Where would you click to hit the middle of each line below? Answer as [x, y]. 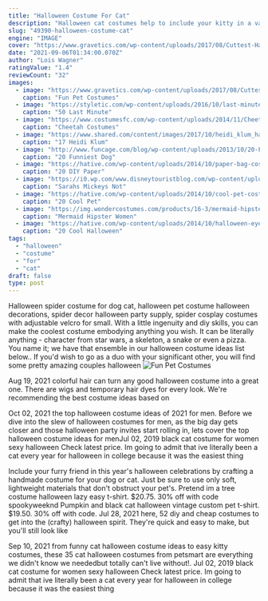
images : [21, 82]
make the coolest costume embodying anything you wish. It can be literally [131, 332]
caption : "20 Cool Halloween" [73, 231]
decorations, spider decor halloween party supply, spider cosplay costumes [133, 314]
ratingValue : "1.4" [41, 68]
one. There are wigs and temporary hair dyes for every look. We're [118, 389]
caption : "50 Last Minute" [67, 113]
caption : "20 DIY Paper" [64, 172]
